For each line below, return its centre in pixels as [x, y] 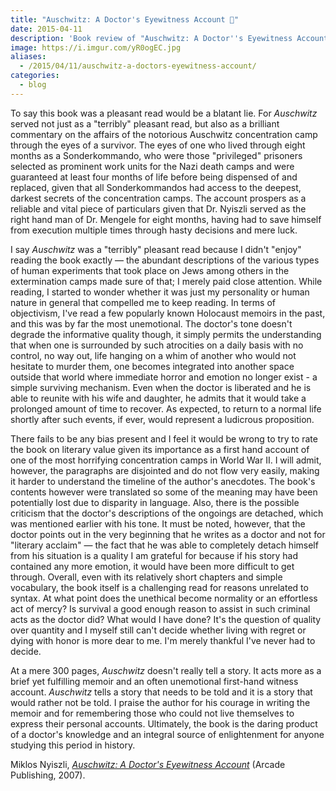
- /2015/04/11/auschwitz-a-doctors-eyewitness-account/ [138, 66]
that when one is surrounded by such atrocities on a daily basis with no [157, 345]
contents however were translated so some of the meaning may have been [164, 492]
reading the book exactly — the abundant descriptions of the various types [165, 260]
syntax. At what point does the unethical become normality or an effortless [164, 598]
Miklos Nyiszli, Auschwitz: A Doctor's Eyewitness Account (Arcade [148, 764]
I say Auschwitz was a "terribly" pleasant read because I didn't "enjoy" [156, 249]
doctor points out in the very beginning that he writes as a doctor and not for [168, 534]
